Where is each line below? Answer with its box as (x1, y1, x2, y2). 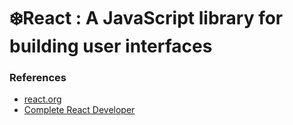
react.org (23, 93, 62, 105)
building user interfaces (9, 35, 213, 58)
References (9, 71, 67, 85)
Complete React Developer (23, 104, 136, 116)
